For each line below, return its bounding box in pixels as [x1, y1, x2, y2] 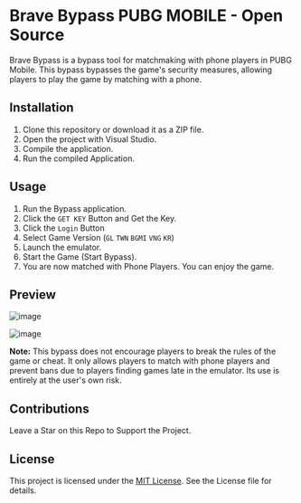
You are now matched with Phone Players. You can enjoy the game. [22, 261, 275, 271]
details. [9, 485, 37, 496]
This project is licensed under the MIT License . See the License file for [9, 476, 273, 486]
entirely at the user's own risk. [9, 375, 122, 385]
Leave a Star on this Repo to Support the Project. [9, 425, 192, 436]
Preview [9, 287, 57, 302]
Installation [9, 100, 74, 116]
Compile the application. [22, 143, 114, 154]
